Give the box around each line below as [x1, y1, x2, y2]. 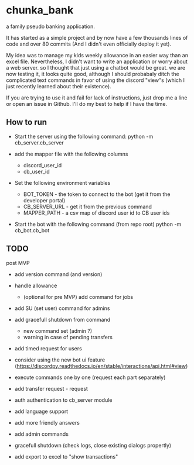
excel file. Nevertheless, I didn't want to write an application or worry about [6, 58, 188, 65]
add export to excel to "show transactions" [14, 453, 118, 460]
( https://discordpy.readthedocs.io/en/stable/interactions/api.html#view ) [14, 362, 188, 369]
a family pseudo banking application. [6, 23, 96, 30]
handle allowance [14, 282, 57, 289]
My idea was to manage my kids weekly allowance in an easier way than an [6, 51, 189, 58]
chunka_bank [6, 4, 74, 17]
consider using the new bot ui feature [14, 356, 105, 363]
